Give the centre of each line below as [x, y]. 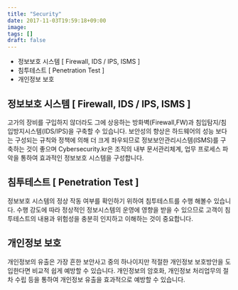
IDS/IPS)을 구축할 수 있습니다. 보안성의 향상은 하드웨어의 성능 [129, 131]
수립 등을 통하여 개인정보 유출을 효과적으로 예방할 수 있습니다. [100, 279]
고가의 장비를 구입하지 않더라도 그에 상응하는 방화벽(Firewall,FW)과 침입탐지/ [114, 122]
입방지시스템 [25, 131]
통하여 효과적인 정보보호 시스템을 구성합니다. [82, 158]
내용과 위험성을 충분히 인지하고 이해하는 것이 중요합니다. [115, 218]
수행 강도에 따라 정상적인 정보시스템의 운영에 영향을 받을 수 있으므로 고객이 [120, 210]
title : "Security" [34, 14]
